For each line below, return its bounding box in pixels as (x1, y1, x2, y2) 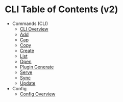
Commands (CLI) (12, 20, 48, 27)
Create (19, 47, 34, 54)
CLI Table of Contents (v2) (5, 4, 118, 15)
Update (19, 80, 36, 86)
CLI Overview (19, 25, 49, 32)
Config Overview (19, 91, 56, 97)
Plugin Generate (19, 64, 54, 70)
